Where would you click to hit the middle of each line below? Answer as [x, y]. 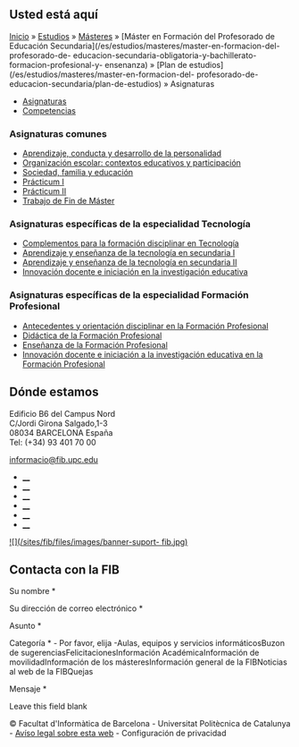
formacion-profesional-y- [56, 64]
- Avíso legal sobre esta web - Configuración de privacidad [118, 734]
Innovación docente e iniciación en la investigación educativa [135, 272]
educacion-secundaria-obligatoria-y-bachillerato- [165, 55]
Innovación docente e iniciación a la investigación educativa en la [142, 354]
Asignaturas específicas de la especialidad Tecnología [130, 225]
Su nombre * [33, 591]
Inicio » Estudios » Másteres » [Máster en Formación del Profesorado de [142, 36]
